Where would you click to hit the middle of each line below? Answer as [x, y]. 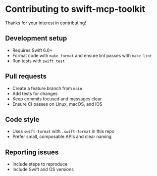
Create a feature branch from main [47, 88]
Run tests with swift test [39, 61]
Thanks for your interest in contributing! [46, 23]
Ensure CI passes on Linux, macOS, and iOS [57, 104]
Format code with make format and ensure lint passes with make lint [82, 55]
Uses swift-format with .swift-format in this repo [63, 132]
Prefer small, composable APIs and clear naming [62, 136]
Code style [22, 119]
